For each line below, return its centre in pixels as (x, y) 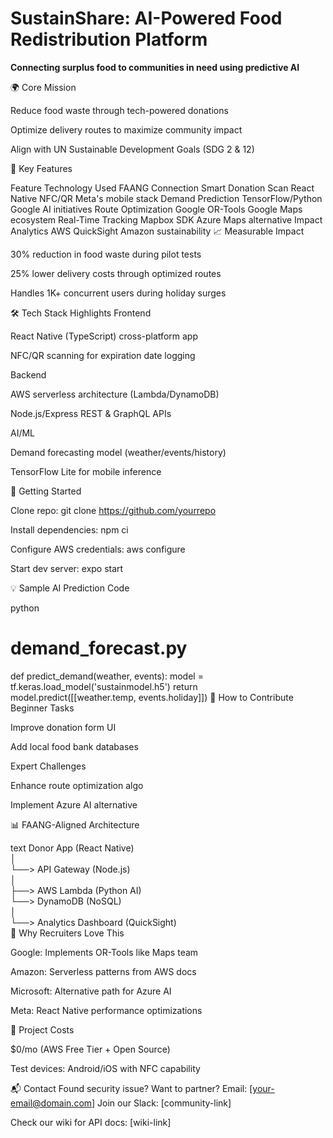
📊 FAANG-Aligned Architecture (75, 824)
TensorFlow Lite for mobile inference (86, 471)
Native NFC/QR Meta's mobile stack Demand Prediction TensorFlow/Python (166, 198)
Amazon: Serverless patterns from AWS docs (103, 971)
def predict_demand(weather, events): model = (107, 676)
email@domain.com (51, 1103)
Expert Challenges (48, 766)
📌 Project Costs (42, 1029)
